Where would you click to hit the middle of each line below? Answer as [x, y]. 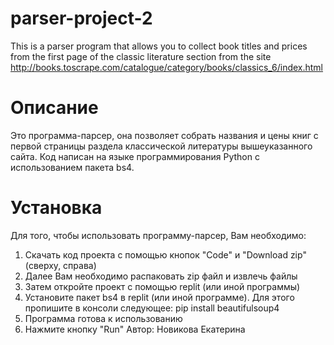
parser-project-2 [81, 18]
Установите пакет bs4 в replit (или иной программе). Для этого [159, 297]
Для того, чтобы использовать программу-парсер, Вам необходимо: [158, 235]
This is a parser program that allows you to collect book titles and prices [159, 46]
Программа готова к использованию [103, 318]
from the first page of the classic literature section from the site [141, 56]
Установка [56, 208]
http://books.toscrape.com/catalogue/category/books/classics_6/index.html [167, 67]
